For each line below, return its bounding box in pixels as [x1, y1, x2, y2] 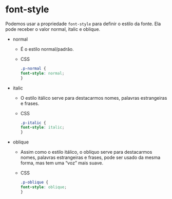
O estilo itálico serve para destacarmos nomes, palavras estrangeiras [20, 95, 167, 101]
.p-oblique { [20, 180, 49, 185]
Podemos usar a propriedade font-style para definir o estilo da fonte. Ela [5, 21, 161, 27]
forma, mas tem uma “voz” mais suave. [20, 160, 104, 166]
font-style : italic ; [20, 125, 65, 130]
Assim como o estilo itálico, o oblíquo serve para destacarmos [20, 149, 152, 155]
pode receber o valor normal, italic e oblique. [5, 26, 101, 32]
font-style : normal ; [20, 70, 65, 76]
